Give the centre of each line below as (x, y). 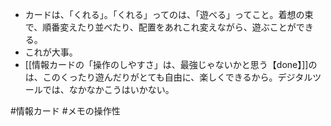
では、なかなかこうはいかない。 (108, 89)
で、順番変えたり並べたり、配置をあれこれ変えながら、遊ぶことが (160, 27)
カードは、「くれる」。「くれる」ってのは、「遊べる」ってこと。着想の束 (169, 14)
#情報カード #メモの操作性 (65, 111)
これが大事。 (51, 52)
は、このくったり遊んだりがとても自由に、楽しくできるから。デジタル (168, 77)
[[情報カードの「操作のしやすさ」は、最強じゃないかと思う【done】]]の (171, 64)
